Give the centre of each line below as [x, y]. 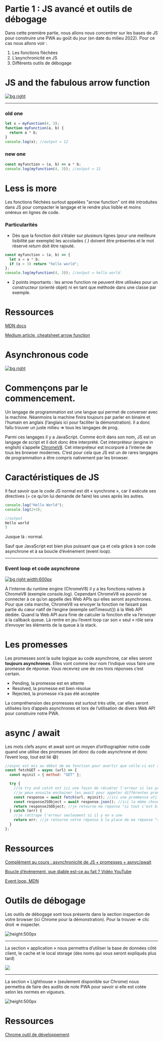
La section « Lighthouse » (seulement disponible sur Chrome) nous [72, 982]
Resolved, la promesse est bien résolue [51, 688]
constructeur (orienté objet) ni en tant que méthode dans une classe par [84, 287]
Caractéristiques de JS [52, 478]
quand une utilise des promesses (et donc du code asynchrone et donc [76, 751]
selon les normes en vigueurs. [35, 992]
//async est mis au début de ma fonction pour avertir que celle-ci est [80, 766]
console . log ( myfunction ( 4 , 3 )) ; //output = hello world [63, 273]
